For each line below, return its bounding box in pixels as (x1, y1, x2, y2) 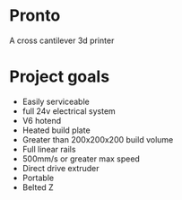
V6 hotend (22, 115, 62, 126)
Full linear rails (22, 143, 76, 154)
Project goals (9, 66, 110, 87)
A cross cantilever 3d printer (9, 35, 115, 46)
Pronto (9, 5, 61, 26)
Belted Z (22, 181, 54, 193)
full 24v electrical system (22, 105, 117, 117)
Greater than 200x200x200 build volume (22, 134, 174, 144)
